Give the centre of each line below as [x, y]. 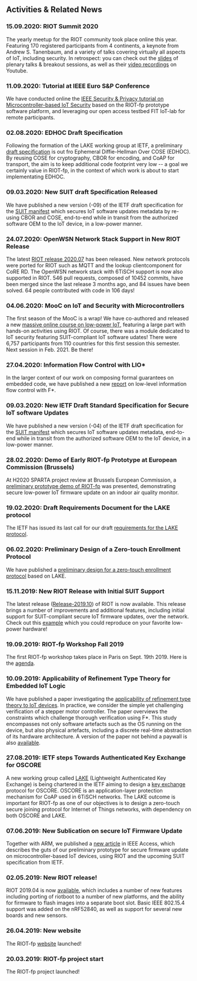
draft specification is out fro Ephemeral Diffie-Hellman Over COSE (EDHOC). [98, 152]
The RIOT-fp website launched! [44, 943]
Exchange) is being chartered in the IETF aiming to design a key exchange [96, 784]
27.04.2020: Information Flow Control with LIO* [76, 365]
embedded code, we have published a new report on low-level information [96, 384]
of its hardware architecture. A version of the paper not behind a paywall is [97, 736]
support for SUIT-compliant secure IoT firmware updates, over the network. [98, 616]
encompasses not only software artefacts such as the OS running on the [94, 724]
